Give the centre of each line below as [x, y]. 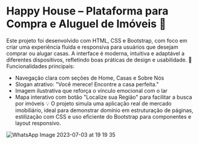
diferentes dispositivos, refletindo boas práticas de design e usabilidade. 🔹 [99, 60]
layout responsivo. [38, 123]
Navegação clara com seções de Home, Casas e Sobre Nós [90, 78]
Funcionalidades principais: [40, 66]
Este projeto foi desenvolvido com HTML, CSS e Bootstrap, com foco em [97, 40]
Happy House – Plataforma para [87, 11]
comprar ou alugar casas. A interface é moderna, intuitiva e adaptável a [96, 53]
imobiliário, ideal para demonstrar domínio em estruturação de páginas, [104, 110]
